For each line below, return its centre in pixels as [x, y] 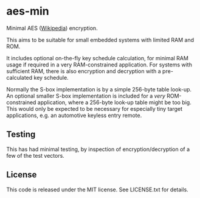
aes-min [28, 11]
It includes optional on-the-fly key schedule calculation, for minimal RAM [97, 58]
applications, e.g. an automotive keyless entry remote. [74, 115]
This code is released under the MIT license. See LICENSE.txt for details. [97, 189]
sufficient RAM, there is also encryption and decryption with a [84, 71]
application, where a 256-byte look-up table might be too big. [114, 102]
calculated [19, 77]
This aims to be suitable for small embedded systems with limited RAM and [100, 40]
